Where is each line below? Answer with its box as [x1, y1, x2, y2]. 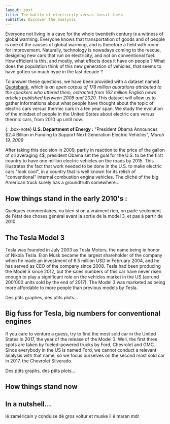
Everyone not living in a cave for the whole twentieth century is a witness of [5, 31, 164, 37]
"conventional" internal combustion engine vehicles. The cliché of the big [5, 174, 159, 180]
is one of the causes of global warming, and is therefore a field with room [5, 42, 159, 48]
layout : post [5, 7, 33, 13]
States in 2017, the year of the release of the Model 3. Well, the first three [5, 336, 158, 342]
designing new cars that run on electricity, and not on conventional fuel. [5, 52, 156, 59]
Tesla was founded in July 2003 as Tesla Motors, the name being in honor [5, 247, 160, 252]
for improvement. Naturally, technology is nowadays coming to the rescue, [5, 47, 161, 53]
